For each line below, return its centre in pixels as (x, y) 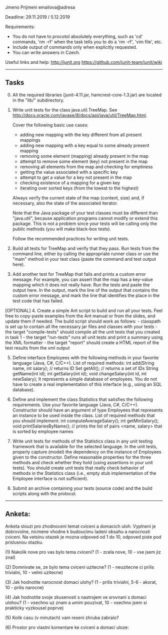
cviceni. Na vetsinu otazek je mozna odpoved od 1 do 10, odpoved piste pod (83, 537)
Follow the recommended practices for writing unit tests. (70, 239)
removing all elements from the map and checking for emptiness (86, 167)
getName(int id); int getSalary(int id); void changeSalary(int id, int (79, 373)
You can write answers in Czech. (46, 52)
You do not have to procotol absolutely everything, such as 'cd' (77, 36)
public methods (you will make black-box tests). (62, 229)
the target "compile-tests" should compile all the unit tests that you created (82, 332)
